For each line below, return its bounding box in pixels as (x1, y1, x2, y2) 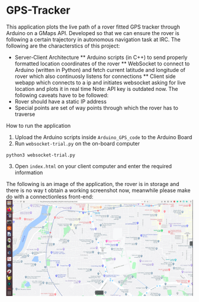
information (14, 169, 43, 176)
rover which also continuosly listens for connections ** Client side (14, 73, 176, 80)
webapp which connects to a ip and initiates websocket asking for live (14, 78, 186, 86)
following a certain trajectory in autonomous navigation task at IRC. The (6, 36, 181, 43)
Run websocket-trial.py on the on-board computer (14, 140, 140, 147)
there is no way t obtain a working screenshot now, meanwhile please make (6, 187, 191, 194)
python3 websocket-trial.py (6, 152, 76, 158)
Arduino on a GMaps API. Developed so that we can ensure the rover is (6, 29, 179, 36)
